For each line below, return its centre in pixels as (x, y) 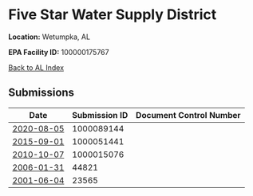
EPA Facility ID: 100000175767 (59, 52)
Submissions (41, 93)
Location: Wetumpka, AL (49, 37)
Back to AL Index (36, 67)
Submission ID (100, 115)
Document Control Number (188, 115)
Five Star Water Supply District (113, 15)
